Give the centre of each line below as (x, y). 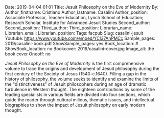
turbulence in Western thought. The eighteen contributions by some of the (80, 89)
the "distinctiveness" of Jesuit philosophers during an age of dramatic (76, 84)
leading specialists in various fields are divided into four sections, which (78, 94)
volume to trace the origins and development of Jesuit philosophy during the (82, 69)
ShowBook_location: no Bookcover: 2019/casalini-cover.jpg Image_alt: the (80, 49)
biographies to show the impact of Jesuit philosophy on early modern (75, 105)
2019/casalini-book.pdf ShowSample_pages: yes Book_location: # (72, 43)
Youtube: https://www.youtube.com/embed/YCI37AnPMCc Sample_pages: (80, 38)
